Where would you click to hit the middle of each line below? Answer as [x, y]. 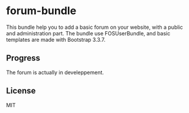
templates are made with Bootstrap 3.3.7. [56, 39]
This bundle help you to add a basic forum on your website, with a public [94, 27]
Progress [23, 58]
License [21, 91]
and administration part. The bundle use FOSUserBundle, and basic [88, 33]
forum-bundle [41, 11]
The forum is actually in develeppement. [55, 72]
